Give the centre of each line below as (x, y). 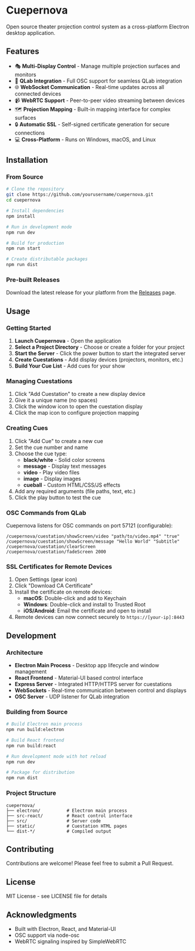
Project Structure (31, 793)
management (31, 671)
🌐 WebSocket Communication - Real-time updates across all (89, 87)
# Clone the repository (35, 189)
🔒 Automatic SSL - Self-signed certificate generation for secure (92, 124)
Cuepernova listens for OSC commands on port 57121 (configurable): (90, 525)
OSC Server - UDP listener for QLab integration (72, 696)
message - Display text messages (65, 466)
